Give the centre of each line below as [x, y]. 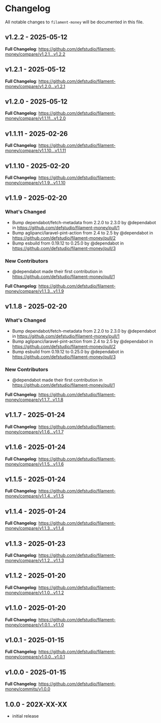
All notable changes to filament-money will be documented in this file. [74, 22]
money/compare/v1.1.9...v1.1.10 [35, 183]
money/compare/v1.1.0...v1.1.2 [35, 592]
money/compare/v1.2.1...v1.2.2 [35, 54]
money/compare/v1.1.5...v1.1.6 [35, 464]
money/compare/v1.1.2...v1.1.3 [35, 561]
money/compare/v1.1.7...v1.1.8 [34, 400]
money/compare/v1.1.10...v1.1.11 [36, 151]
